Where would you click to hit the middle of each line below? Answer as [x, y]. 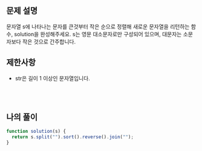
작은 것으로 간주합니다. [49, 42]
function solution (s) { [36, 132]
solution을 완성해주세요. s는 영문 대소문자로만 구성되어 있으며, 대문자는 [98, 34]
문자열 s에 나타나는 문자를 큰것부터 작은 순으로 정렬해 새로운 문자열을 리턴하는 [98, 27]
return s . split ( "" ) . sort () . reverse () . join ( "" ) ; [73, 137]
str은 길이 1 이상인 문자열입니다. [53, 78]
